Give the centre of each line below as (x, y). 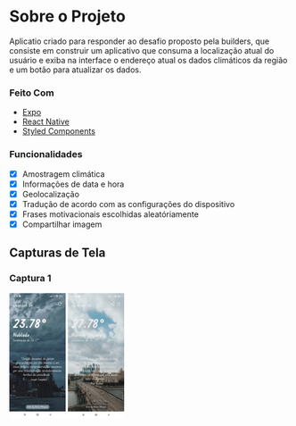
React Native (45, 121)
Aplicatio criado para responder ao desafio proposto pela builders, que (140, 41)
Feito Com (32, 93)
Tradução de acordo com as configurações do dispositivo (128, 204)
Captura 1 (30, 279)
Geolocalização (51, 194)
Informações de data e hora (73, 184)
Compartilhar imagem (62, 224)
